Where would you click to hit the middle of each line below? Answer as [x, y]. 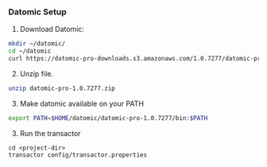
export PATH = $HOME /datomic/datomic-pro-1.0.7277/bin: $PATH [108, 118]
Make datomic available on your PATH [82, 103]
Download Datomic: [52, 29]
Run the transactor [50, 133]
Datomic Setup [37, 12]
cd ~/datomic [30, 51]
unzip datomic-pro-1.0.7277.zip [62, 88]
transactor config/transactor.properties [78, 155]
